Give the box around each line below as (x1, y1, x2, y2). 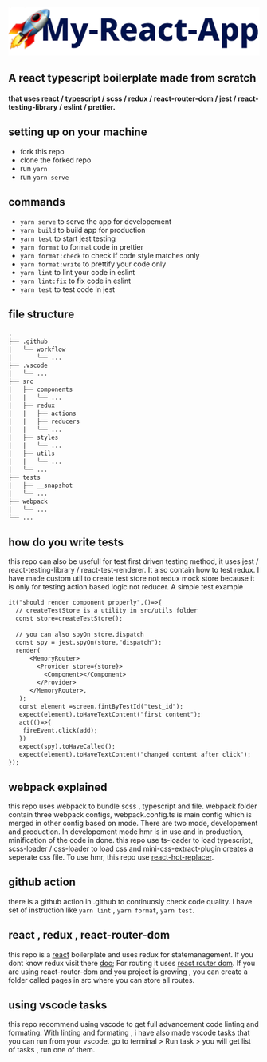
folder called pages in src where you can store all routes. (8, 975, 195, 984)
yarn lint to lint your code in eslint (19, 267, 135, 277)
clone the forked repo (19, 155, 92, 165)
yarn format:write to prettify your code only (19, 259, 167, 269)
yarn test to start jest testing (19, 234, 116, 243)
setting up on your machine (8, 126, 147, 139)
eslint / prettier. (63, 102, 116, 111)
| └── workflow (8, 345, 66, 354)
